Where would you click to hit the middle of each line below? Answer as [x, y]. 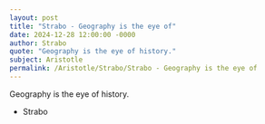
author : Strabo [38, 43]
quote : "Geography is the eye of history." [93, 52]
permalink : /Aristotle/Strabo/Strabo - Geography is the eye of [133, 69]
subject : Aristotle [46, 60]
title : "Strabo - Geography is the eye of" [93, 26]
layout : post [34, 18]
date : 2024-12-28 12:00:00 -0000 [73, 34]
